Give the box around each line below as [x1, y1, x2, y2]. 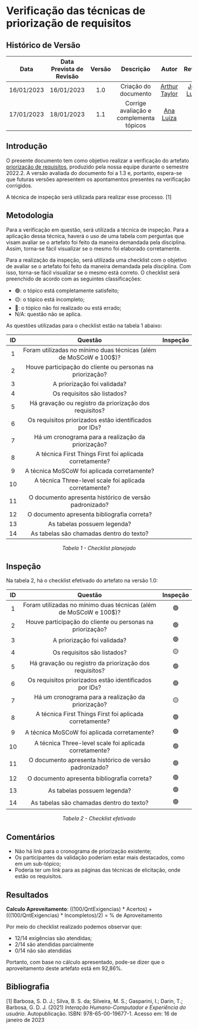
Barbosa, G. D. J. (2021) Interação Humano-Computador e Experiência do [6, 1004, 186, 1011]
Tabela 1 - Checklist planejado [62, 544, 136, 552]
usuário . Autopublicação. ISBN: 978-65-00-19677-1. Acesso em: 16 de [6, 1010, 177, 1017]
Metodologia [6, 210, 54, 220]
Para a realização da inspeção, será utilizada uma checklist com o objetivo [6, 256, 187, 263]
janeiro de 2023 [6, 1016, 45, 1023]
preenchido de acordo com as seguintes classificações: [6, 275, 142, 282]
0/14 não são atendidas [14, 947, 72, 954]
